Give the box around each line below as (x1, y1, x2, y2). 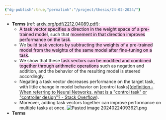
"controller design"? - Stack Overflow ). (19, 94, 99, 100)
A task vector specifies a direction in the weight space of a (19, 26, 140, 32)
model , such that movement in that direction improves (35, 31, 145, 37)
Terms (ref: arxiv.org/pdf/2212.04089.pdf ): (11, 21, 100, 27)
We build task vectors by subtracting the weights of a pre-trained (19, 41, 153, 47)
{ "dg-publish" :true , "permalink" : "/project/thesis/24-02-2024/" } (4, 7, 141, 12)
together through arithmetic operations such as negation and (19, 63, 145, 69)
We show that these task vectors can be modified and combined (19, 57, 152, 63)
